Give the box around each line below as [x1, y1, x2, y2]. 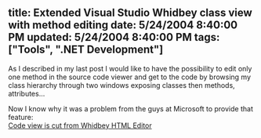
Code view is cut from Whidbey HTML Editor [8, 121, 152, 130]
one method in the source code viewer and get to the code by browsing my [8, 72, 252, 82]
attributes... [8, 89, 45, 98]
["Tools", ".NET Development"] [8, 43, 164, 56]
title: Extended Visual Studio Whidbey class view [8, 6, 252, 20]
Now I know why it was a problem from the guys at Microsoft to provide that [8, 103, 253, 113]
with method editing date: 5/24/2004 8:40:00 [8, 19, 238, 32]
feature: [8, 112, 34, 122]
